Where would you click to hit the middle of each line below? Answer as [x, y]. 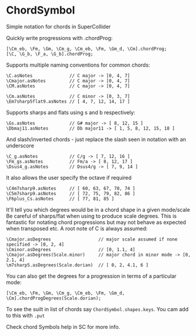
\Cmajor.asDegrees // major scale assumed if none [92, 239]
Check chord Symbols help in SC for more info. [63, 327]
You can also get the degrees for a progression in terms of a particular [91, 276]
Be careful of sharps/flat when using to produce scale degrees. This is [92, 216]
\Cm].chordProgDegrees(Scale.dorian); [54, 298]
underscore [20, 146]
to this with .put [26, 315]
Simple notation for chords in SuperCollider [59, 27]
